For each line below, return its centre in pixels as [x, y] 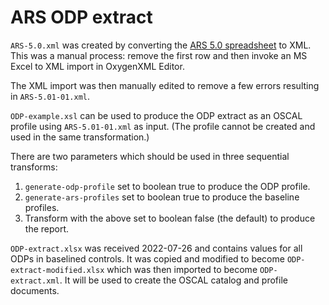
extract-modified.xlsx [57, 270]
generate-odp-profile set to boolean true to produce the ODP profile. [167, 186]
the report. [47, 228]
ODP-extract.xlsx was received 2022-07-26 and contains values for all [156, 248]
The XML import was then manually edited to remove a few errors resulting [165, 85]
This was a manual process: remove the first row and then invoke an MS [159, 55]
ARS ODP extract [81, 17]
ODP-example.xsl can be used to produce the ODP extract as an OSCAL [156, 115]
